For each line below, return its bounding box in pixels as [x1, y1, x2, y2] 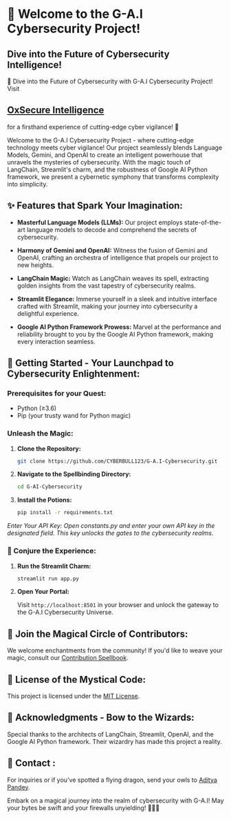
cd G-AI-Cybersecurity [16, 483, 82, 491]
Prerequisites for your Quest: [7, 388, 107, 398]
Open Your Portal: [16, 588, 70, 596]
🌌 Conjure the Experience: [7, 546, 96, 556]
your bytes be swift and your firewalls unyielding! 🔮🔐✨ [7, 803, 160, 811]
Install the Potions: [16, 496, 72, 504]
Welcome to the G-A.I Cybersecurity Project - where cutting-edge [7, 136, 194, 144]
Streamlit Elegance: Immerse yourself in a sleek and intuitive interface [16, 295, 218, 303]
